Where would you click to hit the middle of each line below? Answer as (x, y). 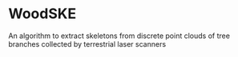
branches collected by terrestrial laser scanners (87, 44)
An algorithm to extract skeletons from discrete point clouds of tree (119, 36)
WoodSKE (42, 14)
